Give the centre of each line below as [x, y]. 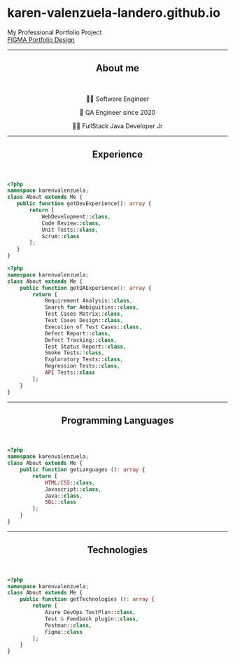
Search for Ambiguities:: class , [92, 307]
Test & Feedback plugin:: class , [92, 619]
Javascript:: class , [73, 489]
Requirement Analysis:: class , [88, 301]
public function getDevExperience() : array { [84, 204]
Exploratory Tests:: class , [84, 360]
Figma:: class [63, 632]
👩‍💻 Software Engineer [117, 99]
